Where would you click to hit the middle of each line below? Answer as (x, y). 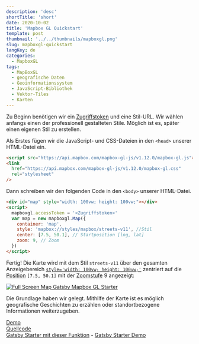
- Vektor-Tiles (30, 94)
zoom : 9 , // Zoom (38, 240)
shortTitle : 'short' (32, 17)
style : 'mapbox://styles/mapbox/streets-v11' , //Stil (84, 229)
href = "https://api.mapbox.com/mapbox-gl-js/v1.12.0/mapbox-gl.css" (97, 169)
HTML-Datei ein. (26, 147)
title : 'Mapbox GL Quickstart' (45, 28)
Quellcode (19, 329)
